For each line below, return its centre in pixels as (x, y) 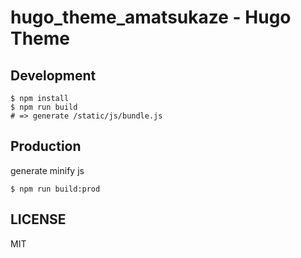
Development (53, 75)
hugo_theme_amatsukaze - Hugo (151, 17)
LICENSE (38, 219)
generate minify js (47, 170)
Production (46, 146)
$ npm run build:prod (55, 189)
